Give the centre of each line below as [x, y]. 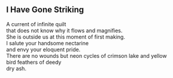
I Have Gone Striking [45, 10]
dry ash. [16, 68]
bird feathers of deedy [34, 62]
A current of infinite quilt [36, 24]
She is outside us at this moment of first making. [66, 37]
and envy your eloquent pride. [43, 49]
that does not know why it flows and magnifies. [64, 30]
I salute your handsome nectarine [47, 43]
